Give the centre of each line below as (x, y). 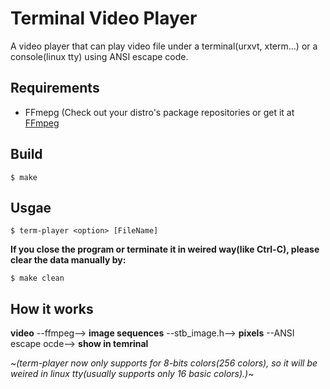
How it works (52, 308)
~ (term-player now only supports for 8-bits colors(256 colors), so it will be (164, 363)
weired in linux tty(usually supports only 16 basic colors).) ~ (132, 374)
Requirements (55, 88)
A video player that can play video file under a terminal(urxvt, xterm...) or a (164, 46)
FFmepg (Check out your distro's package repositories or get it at (159, 112)
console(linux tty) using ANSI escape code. (99, 56)
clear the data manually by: (68, 260)
